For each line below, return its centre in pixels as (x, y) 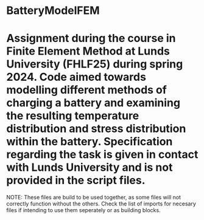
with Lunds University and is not (90, 167)
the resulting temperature (73, 116)
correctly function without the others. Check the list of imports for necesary (101, 204)
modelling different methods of (87, 90)
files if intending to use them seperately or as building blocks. (83, 210)
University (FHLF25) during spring (95, 64)
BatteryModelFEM (53, 11)
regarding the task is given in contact (102, 155)
